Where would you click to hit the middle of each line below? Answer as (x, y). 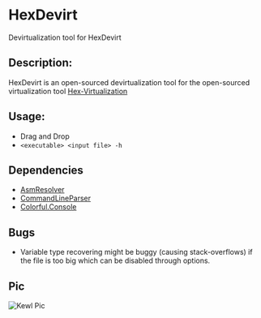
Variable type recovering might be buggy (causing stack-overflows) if (136, 252)
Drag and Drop (45, 136)
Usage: (27, 116)
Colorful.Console (48, 207)
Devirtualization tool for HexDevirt (65, 37)
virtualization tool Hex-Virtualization (68, 91)
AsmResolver (42, 190)
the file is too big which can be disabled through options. (115, 260)
